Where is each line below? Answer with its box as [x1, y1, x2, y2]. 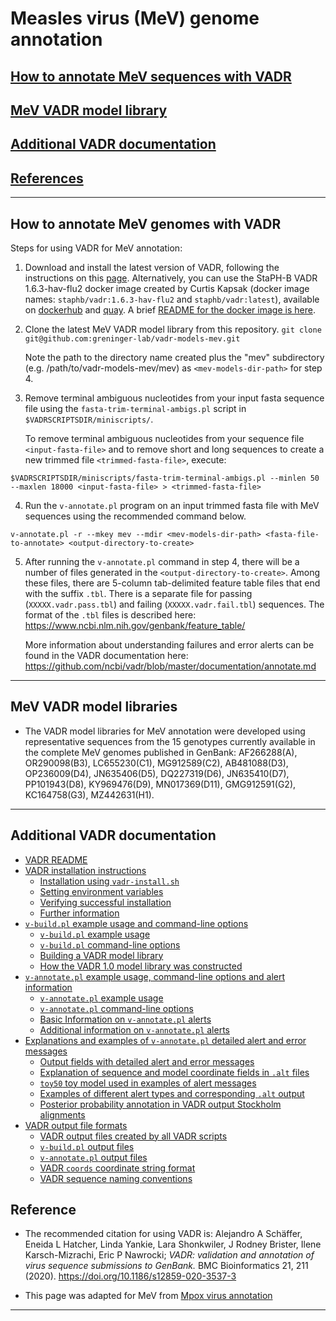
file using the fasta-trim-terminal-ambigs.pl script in [24, 402, 247, 414]
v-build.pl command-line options [39, 938, 181, 951]
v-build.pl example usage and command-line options [24, 917, 249, 929]
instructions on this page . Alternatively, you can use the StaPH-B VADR [24, 272, 318, 284]
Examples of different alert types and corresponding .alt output [39, 1087, 305, 1099]
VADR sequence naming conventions [39, 1172, 193, 1184]
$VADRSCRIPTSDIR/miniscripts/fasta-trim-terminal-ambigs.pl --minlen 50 [10, 473, 320, 483]
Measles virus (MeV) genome [10, 7, 260, 30]
